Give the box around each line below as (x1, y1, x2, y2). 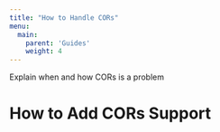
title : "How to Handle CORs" (9, 13, 119, 23)
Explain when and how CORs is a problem (9, 71, 165, 82)
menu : (9, 22, 30, 31)
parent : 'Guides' (25, 38, 91, 48)
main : (17, 30, 39, 39)
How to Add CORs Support (9, 103, 212, 124)
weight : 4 (25, 47, 63, 56)
